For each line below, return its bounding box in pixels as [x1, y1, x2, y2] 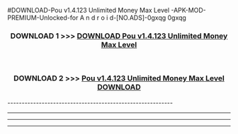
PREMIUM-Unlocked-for [7, 13, 79, 22]
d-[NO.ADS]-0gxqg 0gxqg [109, 13, 186, 22]
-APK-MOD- [171, 6, 207, 14]
